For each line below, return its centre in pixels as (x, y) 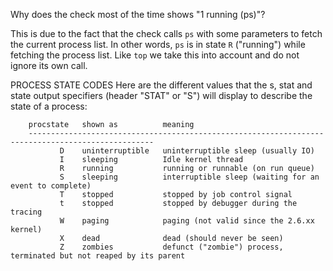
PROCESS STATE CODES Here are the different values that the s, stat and (161, 85)
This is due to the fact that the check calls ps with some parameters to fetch (166, 33)
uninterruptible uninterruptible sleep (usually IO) (198, 151)
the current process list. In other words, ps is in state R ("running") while (158, 44)
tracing (26, 212)
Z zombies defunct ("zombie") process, (171, 247)
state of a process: (49, 106)
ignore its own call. (49, 65)
